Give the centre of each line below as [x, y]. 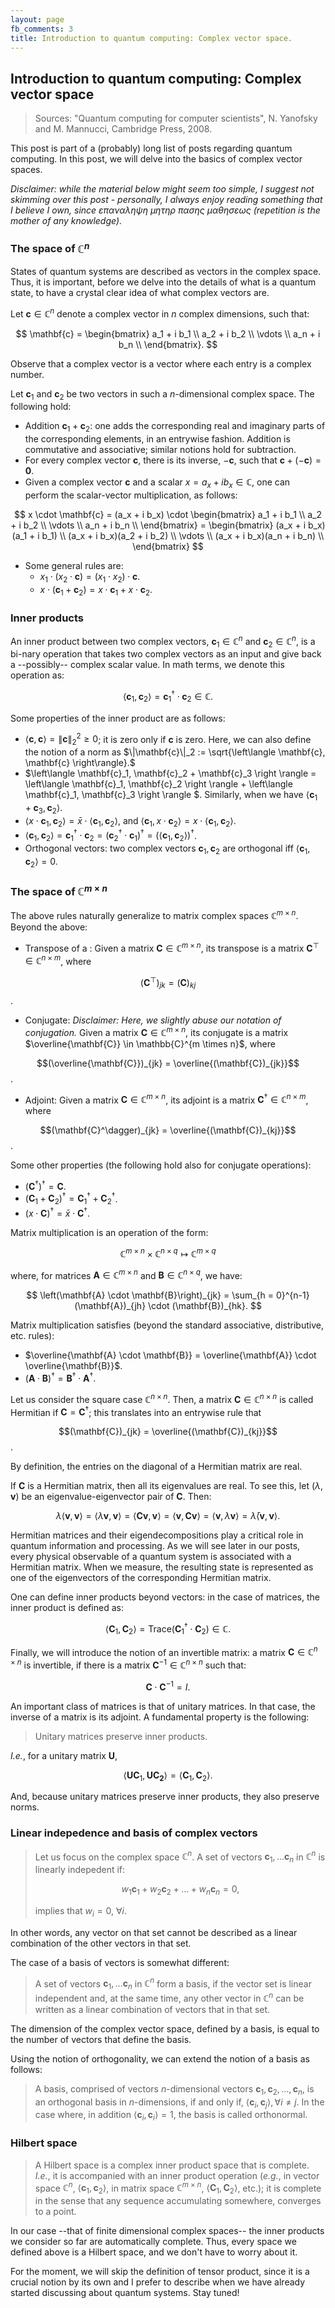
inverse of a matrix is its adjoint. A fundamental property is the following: [160, 1717]
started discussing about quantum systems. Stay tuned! [125, 2293]
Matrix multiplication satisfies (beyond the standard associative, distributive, [167, 1325]
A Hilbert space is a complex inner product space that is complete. [172, 2165]
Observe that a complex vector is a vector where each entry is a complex [161, 363]
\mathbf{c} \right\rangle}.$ [80, 763]
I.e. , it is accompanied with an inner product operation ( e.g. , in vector [177, 2175]
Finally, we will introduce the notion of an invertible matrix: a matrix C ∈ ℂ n [164, 1651]
